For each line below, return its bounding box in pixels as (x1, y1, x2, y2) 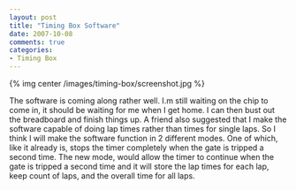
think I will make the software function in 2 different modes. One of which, (9, 133, 278, 143)
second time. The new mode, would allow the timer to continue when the (9, 152, 275, 162)
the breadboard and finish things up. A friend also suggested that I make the (9, 114, 287, 125)
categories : (9, 46, 53, 55)
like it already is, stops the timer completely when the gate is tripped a (9, 142, 264, 153)
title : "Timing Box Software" (9, 21, 121, 30)
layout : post (9, 12, 57, 22)
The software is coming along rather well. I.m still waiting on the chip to (9, 95, 269, 106)
